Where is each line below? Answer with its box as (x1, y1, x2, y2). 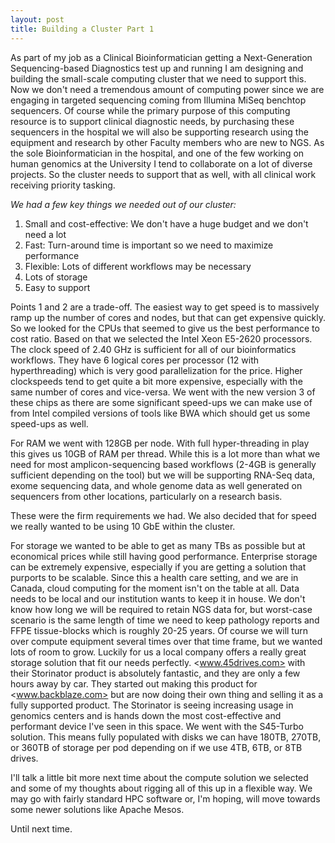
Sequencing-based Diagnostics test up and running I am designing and (10, 62, 304, 74)
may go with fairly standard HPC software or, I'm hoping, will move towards (10, 792, 321, 805)
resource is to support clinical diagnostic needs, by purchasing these (10, 115, 295, 127)
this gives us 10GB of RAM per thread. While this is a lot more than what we (10, 447, 321, 460)
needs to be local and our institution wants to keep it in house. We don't (10, 592, 306, 605)
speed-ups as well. (10, 417, 89, 430)
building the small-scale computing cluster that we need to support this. (10, 72, 307, 85)
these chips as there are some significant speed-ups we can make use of (10, 396, 313, 408)
